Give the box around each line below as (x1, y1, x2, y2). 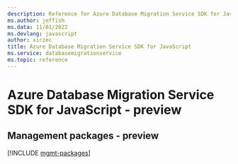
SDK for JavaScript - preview (7, 102, 182, 117)
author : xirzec (7, 37, 52, 44)
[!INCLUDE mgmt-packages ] (7, 148, 91, 157)
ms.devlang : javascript (7, 30, 78, 37)
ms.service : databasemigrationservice (7, 50, 122, 57)
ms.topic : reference (7, 57, 69, 64)
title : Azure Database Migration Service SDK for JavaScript (7, 43, 192, 50)
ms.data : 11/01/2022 (7, 23, 69, 30)
